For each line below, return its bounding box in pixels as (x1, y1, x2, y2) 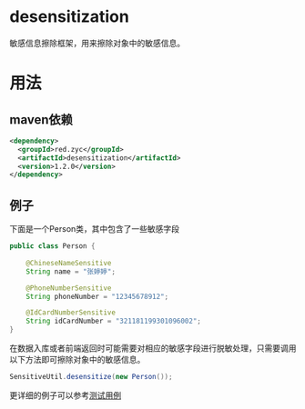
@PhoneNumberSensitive (25, 284, 112, 293)
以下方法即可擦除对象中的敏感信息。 (9, 354, 146, 364)
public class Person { (9, 242, 96, 251)
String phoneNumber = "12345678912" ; (25, 292, 169, 301)
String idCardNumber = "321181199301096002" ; (25, 316, 202, 326)
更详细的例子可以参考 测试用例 (9, 389, 121, 401)
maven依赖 (9, 112, 73, 127)
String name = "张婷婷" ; (25, 266, 117, 276)
